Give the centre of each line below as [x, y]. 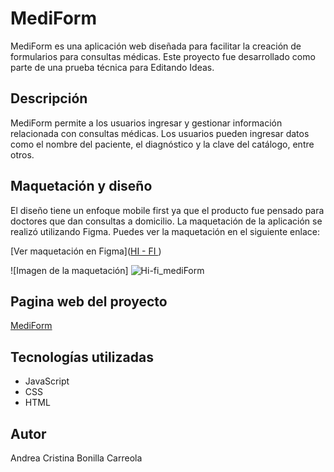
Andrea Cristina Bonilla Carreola [76, 458]
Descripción [49, 98]
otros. [22, 154]
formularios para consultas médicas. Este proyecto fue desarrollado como [163, 56]
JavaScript [47, 381]
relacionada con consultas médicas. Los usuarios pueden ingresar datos [160, 133]
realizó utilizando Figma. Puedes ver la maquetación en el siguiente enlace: [165, 231]
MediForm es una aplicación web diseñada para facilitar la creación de [156, 46]
